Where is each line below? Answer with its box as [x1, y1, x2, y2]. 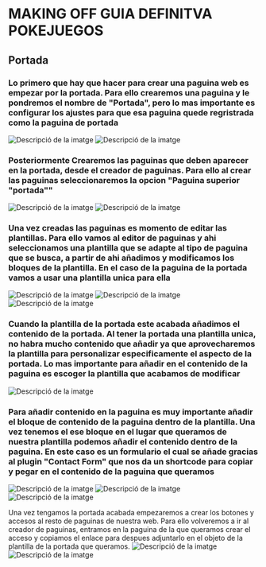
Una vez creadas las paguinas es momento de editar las [8, 223, 228, 234]
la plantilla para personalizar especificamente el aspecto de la [8, 348, 253, 359]
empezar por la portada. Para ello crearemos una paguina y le [8, 87, 250, 98]
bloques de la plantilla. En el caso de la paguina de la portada [8, 262, 248, 274]
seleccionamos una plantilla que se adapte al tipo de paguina [8, 243, 249, 254]
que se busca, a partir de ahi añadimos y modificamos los [8, 252, 235, 263]
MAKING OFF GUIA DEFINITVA [8, 5, 213, 23]
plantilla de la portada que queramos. [8, 542, 131, 551]
